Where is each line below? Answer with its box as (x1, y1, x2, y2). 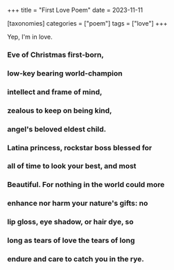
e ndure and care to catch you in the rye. (7, 254, 144, 264)
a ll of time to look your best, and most (7, 161, 137, 171)
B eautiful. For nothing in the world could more (7, 180, 165, 190)
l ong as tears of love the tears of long (7, 235, 135, 245)
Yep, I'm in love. (7, 33, 53, 41)
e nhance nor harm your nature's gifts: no (7, 199, 148, 208)
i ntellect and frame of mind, (7, 87, 103, 96)
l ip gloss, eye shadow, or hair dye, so (7, 217, 134, 227)
